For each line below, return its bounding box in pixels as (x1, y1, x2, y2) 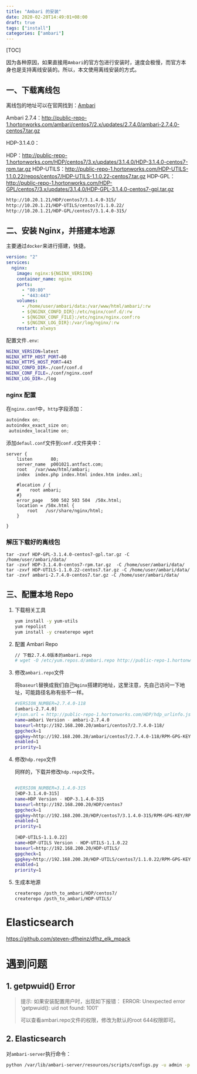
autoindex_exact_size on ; (6, 423, 69, 428)
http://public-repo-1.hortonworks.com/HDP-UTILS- (64, 165, 189, 172)
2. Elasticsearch (6, 1034, 66, 1044)
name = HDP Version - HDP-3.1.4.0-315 (14, 796, 104, 802)
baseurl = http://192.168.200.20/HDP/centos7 (14, 802, 123, 807)
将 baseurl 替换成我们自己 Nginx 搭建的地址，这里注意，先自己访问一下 (14, 681, 180, 689)
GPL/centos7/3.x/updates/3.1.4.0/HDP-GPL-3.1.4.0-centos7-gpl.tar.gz (6, 185, 174, 192)
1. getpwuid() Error (6, 981, 76, 992)
